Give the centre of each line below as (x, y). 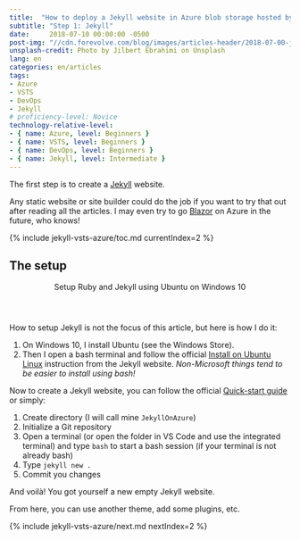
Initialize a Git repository (67, 427)
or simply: (28, 400)
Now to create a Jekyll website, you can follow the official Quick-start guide (148, 391)
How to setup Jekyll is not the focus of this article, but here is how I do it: (143, 328)
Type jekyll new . (57, 465)
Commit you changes (61, 475)
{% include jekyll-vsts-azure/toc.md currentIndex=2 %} (112, 237)
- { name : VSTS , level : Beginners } (77, 142)
